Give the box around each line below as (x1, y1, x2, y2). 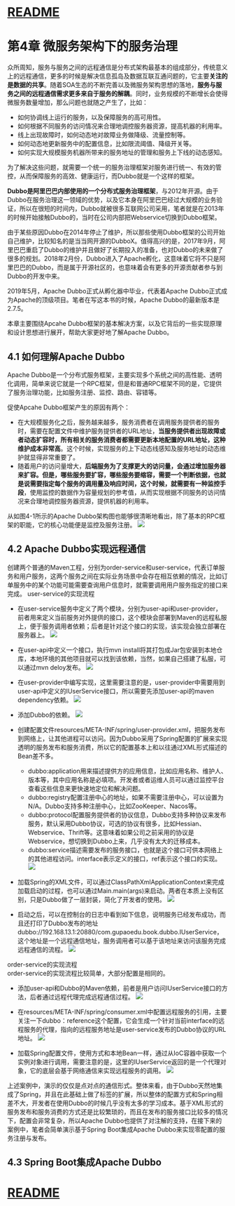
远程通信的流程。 (17, 945, 67, 953)
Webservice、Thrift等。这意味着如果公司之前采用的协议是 (27, 828, 194, 836)
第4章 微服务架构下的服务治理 (7, 39, 178, 55)
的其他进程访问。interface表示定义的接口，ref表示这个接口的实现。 (27, 854, 222, 863)
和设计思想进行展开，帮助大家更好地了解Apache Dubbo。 (7, 328, 173, 337)
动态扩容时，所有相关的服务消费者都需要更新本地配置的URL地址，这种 (23, 435, 226, 444)
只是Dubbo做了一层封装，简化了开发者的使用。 (29, 895, 166, 903)
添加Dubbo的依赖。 (17, 710, 74, 719)
